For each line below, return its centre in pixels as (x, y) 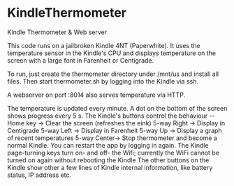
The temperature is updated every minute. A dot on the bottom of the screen (117, 108)
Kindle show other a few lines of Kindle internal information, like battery (110, 167)
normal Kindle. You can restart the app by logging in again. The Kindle (108, 145)
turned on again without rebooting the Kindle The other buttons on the (108, 160)
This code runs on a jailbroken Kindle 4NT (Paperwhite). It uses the (104, 45)
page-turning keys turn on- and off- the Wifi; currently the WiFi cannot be (114, 153)
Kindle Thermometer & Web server (57, 32)
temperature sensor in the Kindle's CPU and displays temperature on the (112, 53)
